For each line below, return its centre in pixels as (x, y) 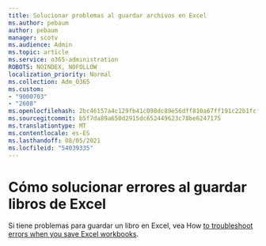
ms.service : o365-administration (63, 60)
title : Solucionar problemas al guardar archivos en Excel (108, 15)
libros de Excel (57, 204)
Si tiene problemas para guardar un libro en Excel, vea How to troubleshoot (131, 225)
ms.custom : (26, 89)
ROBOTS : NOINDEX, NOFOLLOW (53, 67)
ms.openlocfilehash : (42, 112)
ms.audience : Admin (40, 45)
